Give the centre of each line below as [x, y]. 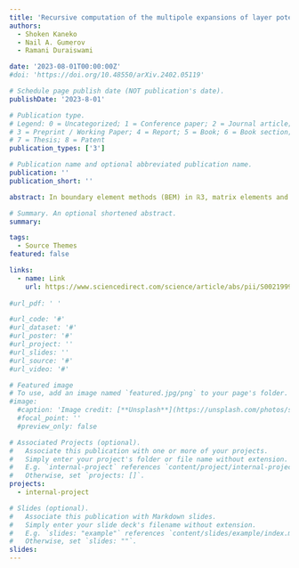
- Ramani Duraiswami [55, 51]
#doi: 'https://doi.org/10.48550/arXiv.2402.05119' [107, 75]
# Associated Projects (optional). [75, 442]
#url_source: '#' [41, 361]
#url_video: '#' [39, 369]
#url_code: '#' [37, 320]
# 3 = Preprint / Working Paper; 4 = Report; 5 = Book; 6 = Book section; [151, 132]
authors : [25, 26]
